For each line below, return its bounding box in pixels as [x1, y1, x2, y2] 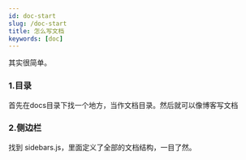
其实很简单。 [8, 58, 51, 67]
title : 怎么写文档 [8, 27, 65, 35]
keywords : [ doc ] [8, 34, 63, 43]
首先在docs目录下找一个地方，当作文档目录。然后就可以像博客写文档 [8, 100, 239, 110]
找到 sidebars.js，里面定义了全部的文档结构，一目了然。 [8, 142, 196, 152]
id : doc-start [8, 11, 57, 20]
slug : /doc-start [8, 19, 67, 28]
